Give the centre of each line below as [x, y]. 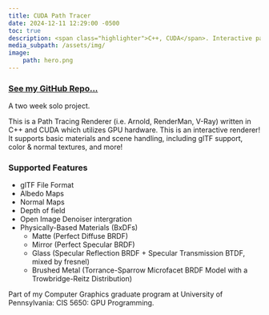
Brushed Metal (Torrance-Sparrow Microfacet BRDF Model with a [140, 270]
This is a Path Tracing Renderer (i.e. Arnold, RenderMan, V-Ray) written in [130, 122]
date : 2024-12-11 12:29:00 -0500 [64, 23]
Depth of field [42, 211]
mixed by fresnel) [61, 262]
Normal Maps [42, 202]
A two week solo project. [49, 106]
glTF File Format [47, 185]
